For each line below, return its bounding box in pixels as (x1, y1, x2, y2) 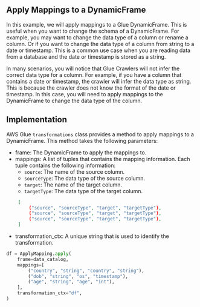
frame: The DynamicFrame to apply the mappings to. (15, 148, 147, 156)
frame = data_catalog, (17, 256, 69, 262)
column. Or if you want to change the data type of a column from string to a (6, 40, 195, 47)
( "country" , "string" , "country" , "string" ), (28, 268, 145, 274)
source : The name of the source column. (24, 168, 125, 175)
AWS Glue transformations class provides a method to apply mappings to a (6, 130, 195, 138)
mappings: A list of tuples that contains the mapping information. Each (15, 155, 190, 162)
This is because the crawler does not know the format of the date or (6, 84, 176, 91)
